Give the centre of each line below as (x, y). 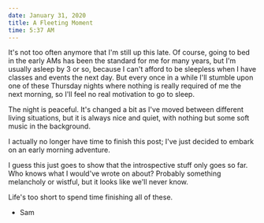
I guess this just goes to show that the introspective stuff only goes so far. (128, 165)
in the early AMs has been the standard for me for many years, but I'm (122, 61)
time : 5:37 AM (32, 30)
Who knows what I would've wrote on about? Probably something (115, 173)
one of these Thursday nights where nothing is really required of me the (125, 86)
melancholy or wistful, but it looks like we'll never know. (99, 182)
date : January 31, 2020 (47, 15)
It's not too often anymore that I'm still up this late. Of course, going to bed (129, 53)
